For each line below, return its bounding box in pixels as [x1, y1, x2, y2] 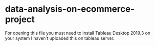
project [5, 14, 35, 25]
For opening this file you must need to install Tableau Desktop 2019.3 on [5, 30, 151, 36]
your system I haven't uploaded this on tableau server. [5, 35, 115, 41]
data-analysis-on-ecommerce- [5, 3, 135, 15]
